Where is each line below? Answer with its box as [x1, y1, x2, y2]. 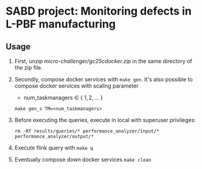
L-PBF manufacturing [5, 17, 116, 31]
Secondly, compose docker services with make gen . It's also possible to [14, 76, 193, 83]
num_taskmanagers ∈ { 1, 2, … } [23, 94, 103, 101]
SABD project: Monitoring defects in [5, 4, 192, 18]
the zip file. [14, 64, 43, 71]
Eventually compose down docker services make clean [14, 156, 151, 163]
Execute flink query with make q [14, 144, 94, 151]
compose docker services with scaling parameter [14, 82, 139, 89]
